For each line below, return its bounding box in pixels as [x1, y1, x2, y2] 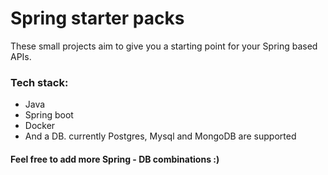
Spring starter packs [10, 7, 185, 30]
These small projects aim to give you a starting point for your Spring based [10, 40, 318, 52]
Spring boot [24, 109, 74, 121]
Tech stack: [10, 75, 69, 89]
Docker [24, 120, 56, 132]
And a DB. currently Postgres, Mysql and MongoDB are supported [24, 130, 297, 142]
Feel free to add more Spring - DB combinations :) [10, 153, 220, 165]
